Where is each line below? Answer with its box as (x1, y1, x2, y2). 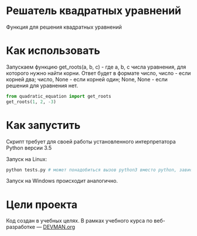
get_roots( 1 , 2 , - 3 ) (6, 98, 57, 105)
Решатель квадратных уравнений (6, 4, 182, 18)
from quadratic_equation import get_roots (6, 93, 111, 99)
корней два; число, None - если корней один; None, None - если (6, 76, 168, 83)
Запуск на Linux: (6, 155, 47, 162)
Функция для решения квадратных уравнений (6, 23, 122, 30)
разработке (6, 224, 35, 231)
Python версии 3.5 (6, 144, 52, 151)
